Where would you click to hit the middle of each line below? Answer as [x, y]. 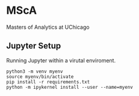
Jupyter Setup [34, 46]
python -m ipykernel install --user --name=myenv [70, 87]
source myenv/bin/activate [40, 76]
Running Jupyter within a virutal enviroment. [61, 60]
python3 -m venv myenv [35, 71]
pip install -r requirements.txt [48, 82]
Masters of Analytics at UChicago [48, 27]
